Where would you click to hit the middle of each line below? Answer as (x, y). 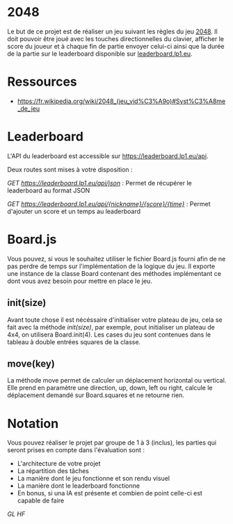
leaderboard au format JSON (49, 190)
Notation (33, 423)
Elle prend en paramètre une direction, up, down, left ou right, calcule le (110, 388)
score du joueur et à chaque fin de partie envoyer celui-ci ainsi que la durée (116, 46)
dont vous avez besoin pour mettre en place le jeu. (80, 281)
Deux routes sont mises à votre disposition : (70, 169)
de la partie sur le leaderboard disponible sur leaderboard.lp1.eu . (100, 54)
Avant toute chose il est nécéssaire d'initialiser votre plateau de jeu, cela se (115, 319)
